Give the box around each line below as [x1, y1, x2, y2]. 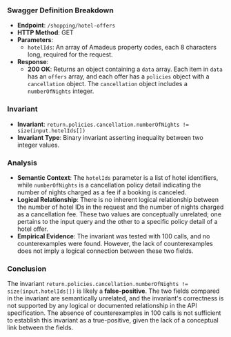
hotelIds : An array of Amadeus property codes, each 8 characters [27, 43, 217, 52]
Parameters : [17, 36, 54, 44]
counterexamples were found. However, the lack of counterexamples [17, 239, 214, 247]
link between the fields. [7, 323, 74, 332]
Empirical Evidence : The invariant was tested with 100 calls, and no [17, 232, 210, 240]
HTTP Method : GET [17, 28, 74, 37]
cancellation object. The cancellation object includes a [27, 80, 188, 88]
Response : [17, 58, 49, 66]
